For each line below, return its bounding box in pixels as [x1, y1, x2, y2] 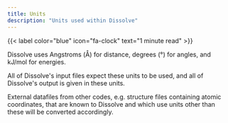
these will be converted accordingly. [7, 107, 114, 116]
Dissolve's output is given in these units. [7, 78, 126, 87]
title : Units [7, 10, 46, 18]
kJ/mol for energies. [7, 57, 66, 66]
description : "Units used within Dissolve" [7, 17, 139, 24]
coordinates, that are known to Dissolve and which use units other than [7, 100, 215, 108]
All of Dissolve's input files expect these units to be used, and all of [7, 71, 204, 80]
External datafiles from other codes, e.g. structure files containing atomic [7, 93, 222, 101]
